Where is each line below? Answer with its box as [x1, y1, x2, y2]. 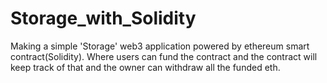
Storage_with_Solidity [10, 7, 197, 30]
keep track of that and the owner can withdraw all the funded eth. [10, 61, 281, 73]
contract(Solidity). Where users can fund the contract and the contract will [10, 50, 318, 62]
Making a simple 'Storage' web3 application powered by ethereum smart [10, 40, 310, 52]
